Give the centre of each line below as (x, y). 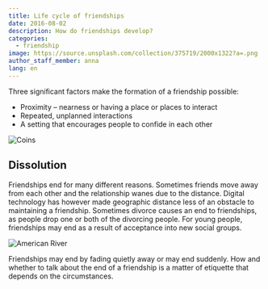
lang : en (23, 69)
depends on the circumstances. (61, 276)
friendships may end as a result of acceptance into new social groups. (125, 228)
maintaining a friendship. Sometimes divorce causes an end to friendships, (133, 210)
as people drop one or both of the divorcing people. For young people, (126, 219)
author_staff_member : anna (54, 61)
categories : (28, 38)
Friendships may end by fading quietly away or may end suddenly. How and (134, 258)
